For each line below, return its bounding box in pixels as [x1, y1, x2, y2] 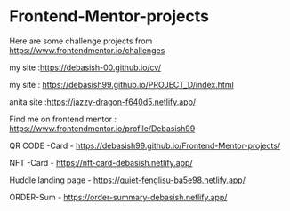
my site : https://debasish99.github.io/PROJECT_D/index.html [9, 79, 234, 90]
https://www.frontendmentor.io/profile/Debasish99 [9, 122, 196, 134]
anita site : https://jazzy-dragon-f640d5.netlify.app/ [9, 96, 197, 107]
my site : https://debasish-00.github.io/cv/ [9, 62, 162, 73]
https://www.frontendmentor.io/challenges [9, 44, 165, 55]
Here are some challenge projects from [9, 35, 153, 46]
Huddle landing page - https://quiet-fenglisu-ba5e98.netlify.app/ [9, 175, 246, 185]
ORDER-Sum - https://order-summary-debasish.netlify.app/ [9, 191, 228, 202]
